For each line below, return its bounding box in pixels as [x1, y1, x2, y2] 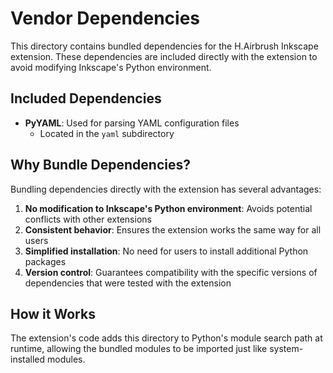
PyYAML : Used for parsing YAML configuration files [24, 117, 240, 129]
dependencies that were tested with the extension [24, 277, 232, 289]
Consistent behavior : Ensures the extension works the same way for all [24, 223, 322, 236]
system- [269, 343, 304, 355]
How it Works [10, 305, 96, 322]
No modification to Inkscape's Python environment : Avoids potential [24, 202, 313, 214]
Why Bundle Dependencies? [10, 157, 191, 174]
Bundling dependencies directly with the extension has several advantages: [10, 183, 322, 195]
